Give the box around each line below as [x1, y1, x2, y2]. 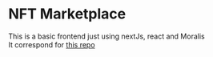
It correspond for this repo [8, 39, 95, 49]
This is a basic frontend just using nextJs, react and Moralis [8, 31, 206, 41]
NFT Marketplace [8, 5, 127, 23]
